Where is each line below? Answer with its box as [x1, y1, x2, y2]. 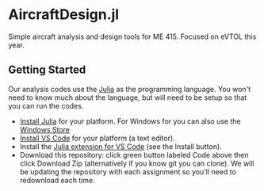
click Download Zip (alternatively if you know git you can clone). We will [19, 159, 255, 168]
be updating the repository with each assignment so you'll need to [19, 166, 236, 176]
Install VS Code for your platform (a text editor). [19, 133, 176, 143]
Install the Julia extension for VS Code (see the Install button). [19, 141, 222, 151]
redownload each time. [19, 175, 95, 185]
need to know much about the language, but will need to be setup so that [8, 93, 247, 102]
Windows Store [19, 124, 70, 134]
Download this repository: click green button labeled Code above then [19, 150, 249, 159]
